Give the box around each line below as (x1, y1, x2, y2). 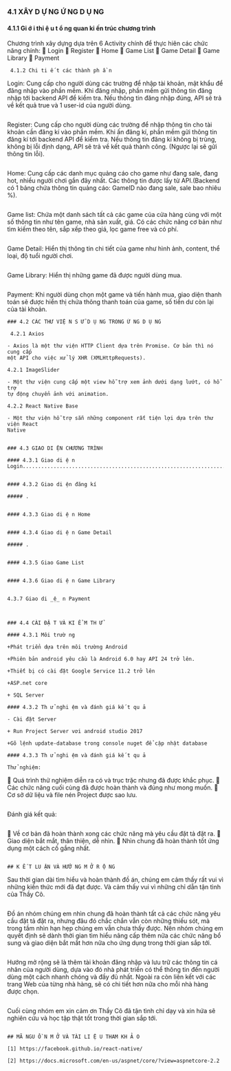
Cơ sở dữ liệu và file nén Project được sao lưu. (7, 791, 137, 799)
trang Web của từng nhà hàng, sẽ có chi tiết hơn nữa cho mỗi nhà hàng (7, 980, 208, 988)
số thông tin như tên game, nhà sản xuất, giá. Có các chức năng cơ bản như (7, 218, 222, 226)
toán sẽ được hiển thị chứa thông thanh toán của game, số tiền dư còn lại (7, 298, 214, 306)
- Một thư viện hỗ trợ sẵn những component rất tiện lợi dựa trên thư (7, 415, 214, 422)
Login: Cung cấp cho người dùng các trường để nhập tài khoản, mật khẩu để (7, 79, 223, 87)
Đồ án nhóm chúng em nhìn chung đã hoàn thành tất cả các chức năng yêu (7, 909, 221, 918)
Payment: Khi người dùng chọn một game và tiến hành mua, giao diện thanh (7, 290, 222, 299)
